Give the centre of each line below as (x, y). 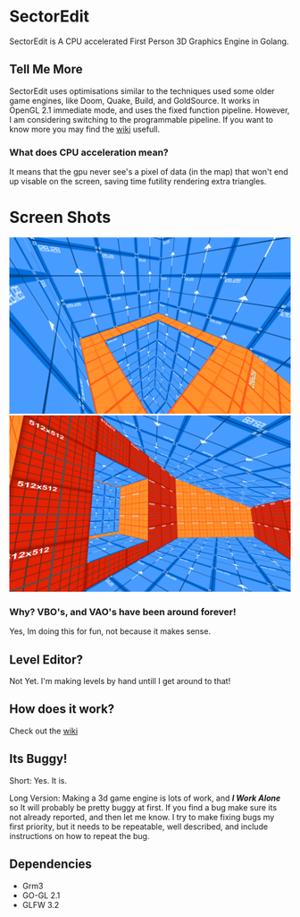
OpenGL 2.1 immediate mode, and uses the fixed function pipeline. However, (150, 110)
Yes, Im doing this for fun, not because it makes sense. (110, 631)
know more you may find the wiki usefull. (85, 129)
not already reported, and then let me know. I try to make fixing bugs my (142, 817)
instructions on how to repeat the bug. (79, 836)
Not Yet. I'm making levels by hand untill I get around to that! (120, 681)
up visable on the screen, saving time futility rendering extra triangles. (138, 182)
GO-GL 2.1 (41, 895)
